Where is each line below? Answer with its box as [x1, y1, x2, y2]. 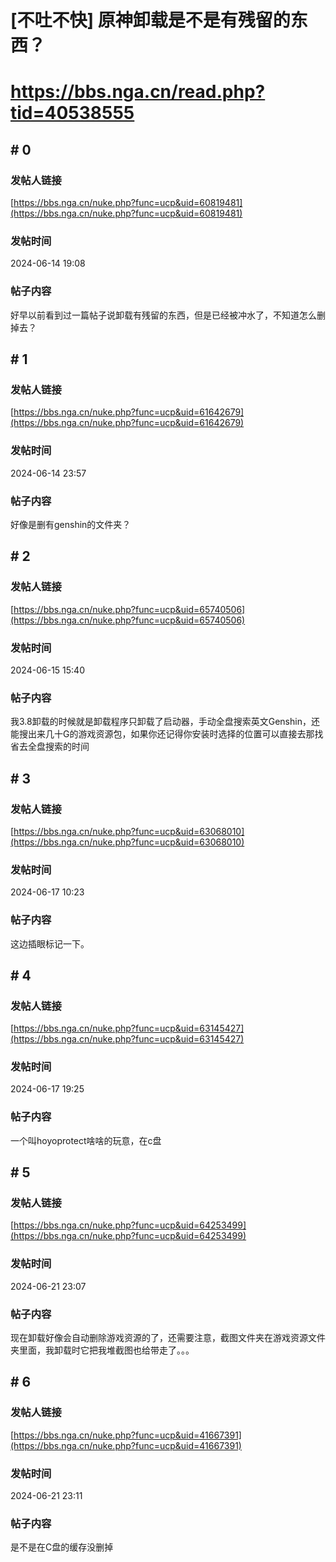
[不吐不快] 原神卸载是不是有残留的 [10, 9, 291, 32]
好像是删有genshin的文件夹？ [10, 518, 132, 530]
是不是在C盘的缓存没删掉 [10, 1541, 114, 1553]
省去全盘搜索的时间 [10, 741, 90, 753]
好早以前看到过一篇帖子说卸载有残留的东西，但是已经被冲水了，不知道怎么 [10, 309, 317, 321]
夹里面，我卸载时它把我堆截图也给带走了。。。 [10, 1344, 195, 1356]
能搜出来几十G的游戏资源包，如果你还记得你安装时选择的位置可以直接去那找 [10, 728, 324, 740]
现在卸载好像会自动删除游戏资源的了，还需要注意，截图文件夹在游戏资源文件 [10, 1332, 326, 1344]
